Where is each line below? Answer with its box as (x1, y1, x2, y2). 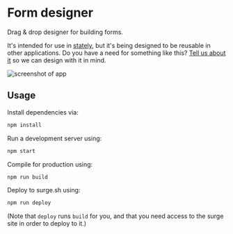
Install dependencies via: (7, 108, 79, 116)
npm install (7, 122, 42, 128)
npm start (7, 147, 36, 154)
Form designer (7, 5, 94, 21)
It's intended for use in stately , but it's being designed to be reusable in (7, 41, 211, 49)
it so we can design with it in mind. (7, 56, 106, 64)
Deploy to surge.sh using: (7, 186, 81, 194)
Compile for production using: (7, 160, 93, 168)
